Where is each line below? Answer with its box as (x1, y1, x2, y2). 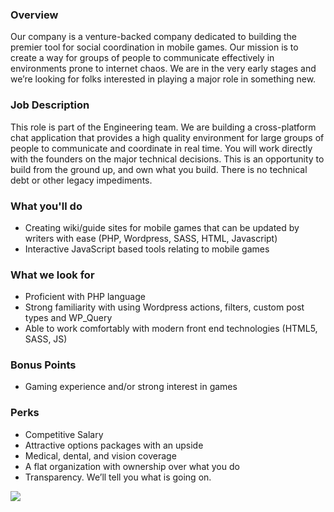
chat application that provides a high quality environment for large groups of (10, 131, 325, 143)
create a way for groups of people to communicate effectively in (10, 52, 275, 64)
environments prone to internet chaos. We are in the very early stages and (10, 63, 317, 75)
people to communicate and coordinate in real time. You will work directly (10, 142, 313, 154)
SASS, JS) (24, 333, 68, 345)
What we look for (10, 268, 95, 282)
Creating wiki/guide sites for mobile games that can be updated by (24, 221, 300, 233)
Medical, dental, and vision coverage (24, 449, 177, 462)
